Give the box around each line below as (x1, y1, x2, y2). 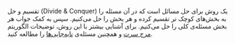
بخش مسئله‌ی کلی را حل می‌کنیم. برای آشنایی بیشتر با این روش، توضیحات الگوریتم (7, 22, 227, 30)
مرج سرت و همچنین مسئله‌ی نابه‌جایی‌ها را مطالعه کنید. (7, 29, 153, 38)
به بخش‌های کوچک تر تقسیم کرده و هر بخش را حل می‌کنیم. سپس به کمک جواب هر (7, 14, 227, 23)
